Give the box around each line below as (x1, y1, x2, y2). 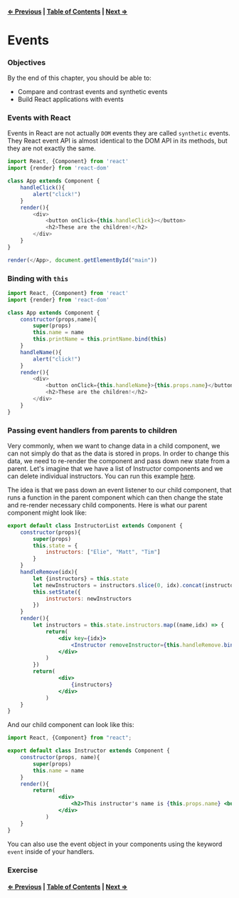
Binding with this (7, 273, 69, 283)
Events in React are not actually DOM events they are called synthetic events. (7, 129, 231, 138)
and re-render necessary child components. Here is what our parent (7, 500, 208, 509)
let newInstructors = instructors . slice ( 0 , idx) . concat (33, 582, 202, 589)
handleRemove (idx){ (20, 569, 78, 576)
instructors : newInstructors (45, 595, 132, 602)
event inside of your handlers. (7, 847, 95, 856)
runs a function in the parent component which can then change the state (7, 493, 223, 502)
